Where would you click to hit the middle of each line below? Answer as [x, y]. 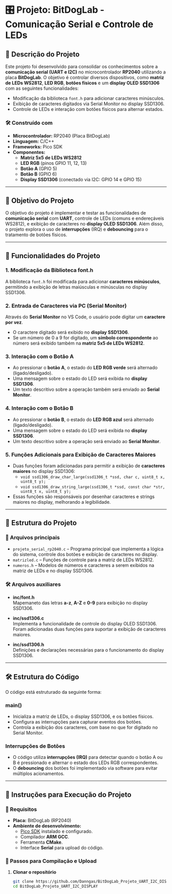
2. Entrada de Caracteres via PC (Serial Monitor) [66, 306]
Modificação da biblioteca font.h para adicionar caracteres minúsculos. [89, 98]
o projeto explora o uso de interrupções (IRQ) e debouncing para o [77, 230]
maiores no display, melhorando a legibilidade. [62, 502]
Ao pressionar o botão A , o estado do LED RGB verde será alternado [85, 368]
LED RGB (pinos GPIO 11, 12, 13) [53, 163]
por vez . [14, 322]
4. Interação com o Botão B [39, 408]
